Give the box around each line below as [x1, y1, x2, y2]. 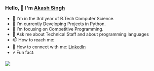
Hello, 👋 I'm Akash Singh [5, 4, 65, 11]
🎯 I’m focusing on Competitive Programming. [12, 26, 104, 32]
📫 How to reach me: [12, 37, 55, 43]
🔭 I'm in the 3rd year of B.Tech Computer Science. [12, 16, 115, 22]
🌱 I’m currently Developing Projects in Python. [12, 21, 106, 27]
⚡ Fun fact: [12, 49, 35, 56]
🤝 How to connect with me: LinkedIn [12, 44, 86, 50]
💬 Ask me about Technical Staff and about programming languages [12, 32, 149, 37]
